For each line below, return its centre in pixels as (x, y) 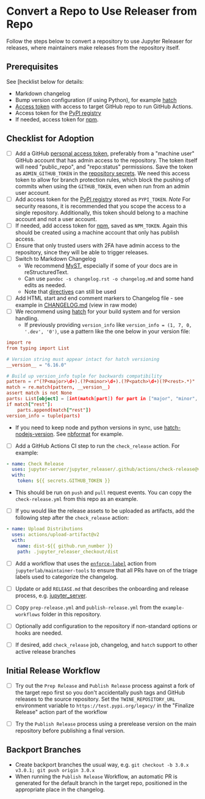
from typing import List (38, 348)
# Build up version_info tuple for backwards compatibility (85, 376)
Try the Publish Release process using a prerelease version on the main (106, 724)
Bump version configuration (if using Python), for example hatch (96, 100)
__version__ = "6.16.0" (37, 365)
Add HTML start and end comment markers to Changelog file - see (99, 298)
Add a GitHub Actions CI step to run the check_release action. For (97, 446)
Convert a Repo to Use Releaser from (102, 11)
